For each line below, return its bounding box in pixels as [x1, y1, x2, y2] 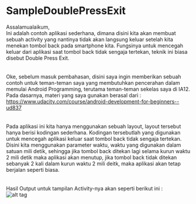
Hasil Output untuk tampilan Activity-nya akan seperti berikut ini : [6, 185, 163, 192]
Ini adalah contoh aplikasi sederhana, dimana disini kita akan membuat [6, 29, 176, 36]
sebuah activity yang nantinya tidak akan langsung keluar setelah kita [6, 36, 174, 43]
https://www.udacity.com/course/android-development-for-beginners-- [6, 98, 180, 105]
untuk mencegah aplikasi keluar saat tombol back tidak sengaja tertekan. [6, 135, 182, 142]
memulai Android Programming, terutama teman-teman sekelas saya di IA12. [6, 85, 190, 92]
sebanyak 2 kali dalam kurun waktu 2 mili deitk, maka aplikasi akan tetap [6, 160, 181, 167]
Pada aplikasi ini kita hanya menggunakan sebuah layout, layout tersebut [6, 123, 181, 130]
